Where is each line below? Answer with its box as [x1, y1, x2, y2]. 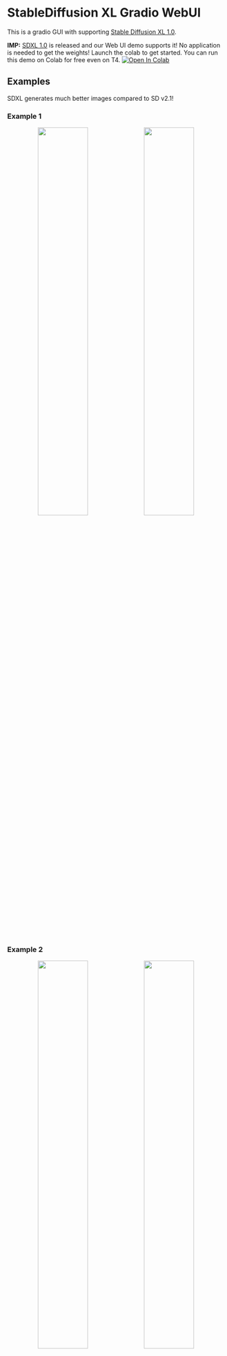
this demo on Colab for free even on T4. [7, 55, 121, 64]
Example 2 [7, 945, 43, 954]
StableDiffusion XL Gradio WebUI [7, 5, 201, 21]
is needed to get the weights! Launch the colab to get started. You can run [7, 48, 219, 57]
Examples [7, 76, 50, 88]
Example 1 [7, 111, 42, 121]
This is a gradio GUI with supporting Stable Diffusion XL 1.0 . [7, 28, 177, 36]
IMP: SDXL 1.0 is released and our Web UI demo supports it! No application [7, 41, 221, 49]
